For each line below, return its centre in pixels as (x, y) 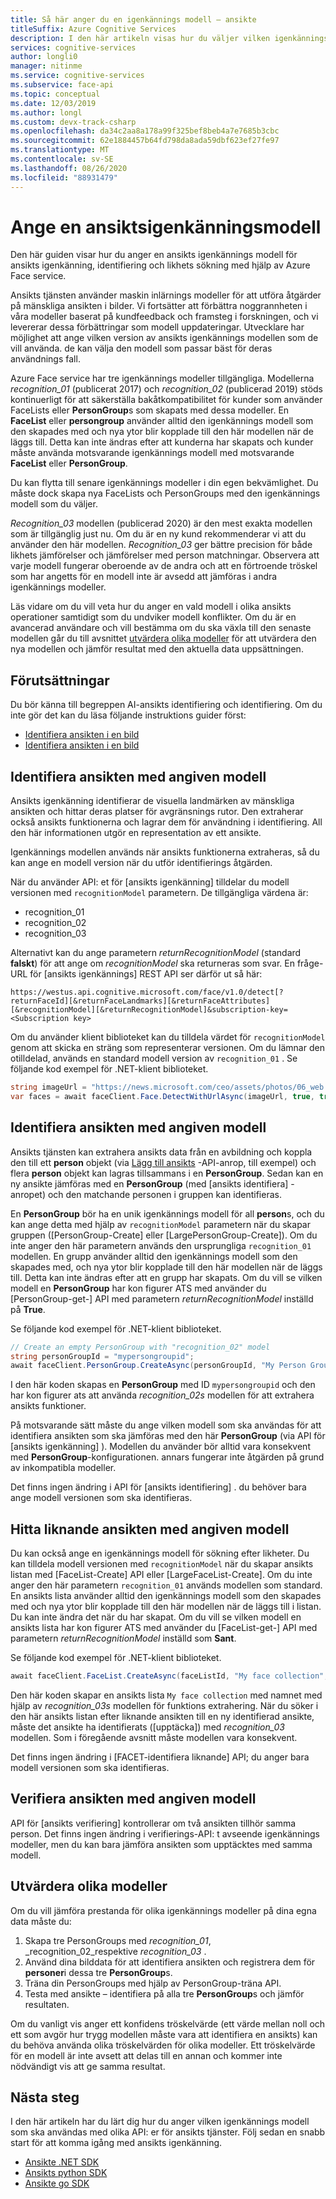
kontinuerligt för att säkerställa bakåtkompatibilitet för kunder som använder (166, 400)
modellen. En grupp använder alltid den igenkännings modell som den (154, 1256)
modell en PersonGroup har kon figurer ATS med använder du (138, 1288)
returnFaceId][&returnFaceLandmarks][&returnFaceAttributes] (140, 1001)
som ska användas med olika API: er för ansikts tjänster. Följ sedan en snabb (168, 2132)
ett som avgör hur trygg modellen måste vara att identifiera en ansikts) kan (164, 2034)
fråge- (310, 963)
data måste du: (41, 1921)
